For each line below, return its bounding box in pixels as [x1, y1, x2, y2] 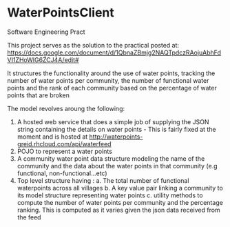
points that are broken [7, 91, 70, 99]
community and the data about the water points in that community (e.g [17, 161, 218, 170]
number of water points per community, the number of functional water [7, 76, 209, 84]
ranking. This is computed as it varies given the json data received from [17, 206, 220, 214]
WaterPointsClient [7, 5, 115, 21]
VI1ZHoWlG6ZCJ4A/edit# [7, 55, 79, 63]
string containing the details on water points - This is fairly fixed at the [17, 125, 216, 133]
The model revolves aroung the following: [7, 104, 125, 112]
